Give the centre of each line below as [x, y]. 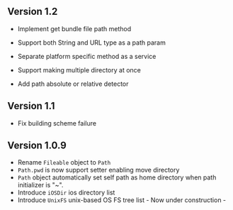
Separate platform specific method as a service [87, 56]
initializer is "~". [40, 185]
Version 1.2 [33, 12]
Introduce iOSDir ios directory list [66, 193]
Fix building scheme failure [57, 123]
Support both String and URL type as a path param [92, 43]
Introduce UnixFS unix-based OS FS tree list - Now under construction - [122, 200]
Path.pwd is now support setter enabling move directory [98, 170]
